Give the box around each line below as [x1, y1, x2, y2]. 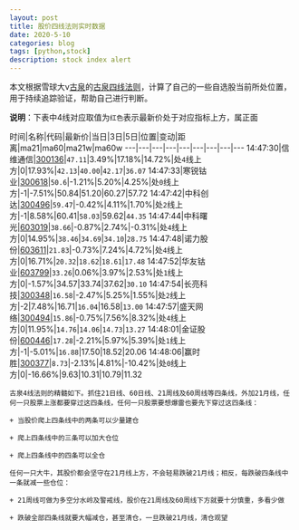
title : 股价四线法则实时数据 [9, 22, 106, 31]
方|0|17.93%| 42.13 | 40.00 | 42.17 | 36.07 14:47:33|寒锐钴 [9, 165, 207, 176]
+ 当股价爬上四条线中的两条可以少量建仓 [9, 416, 140, 425]
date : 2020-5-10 [9, 30, 71, 39]
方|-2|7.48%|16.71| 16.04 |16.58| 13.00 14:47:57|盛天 [9, 301, 196, 312]
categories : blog [9, 38, 75, 48]
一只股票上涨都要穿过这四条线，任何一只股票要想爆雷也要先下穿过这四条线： [15, 399, 259, 408]
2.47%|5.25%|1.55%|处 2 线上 [78, 290, 187, 300]
